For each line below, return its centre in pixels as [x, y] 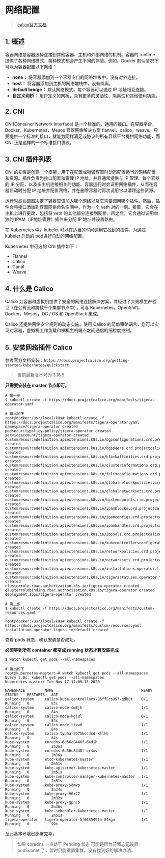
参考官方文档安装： [25, 360]
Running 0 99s [31, 824]
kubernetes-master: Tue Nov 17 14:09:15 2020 [52, 682]
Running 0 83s [31, 704]
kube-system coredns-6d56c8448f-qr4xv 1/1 [77, 751]
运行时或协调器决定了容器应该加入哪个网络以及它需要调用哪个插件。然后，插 [82, 201]
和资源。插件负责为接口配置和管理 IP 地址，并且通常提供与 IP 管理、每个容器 [82, 178]
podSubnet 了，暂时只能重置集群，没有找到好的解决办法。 [76, 850]
